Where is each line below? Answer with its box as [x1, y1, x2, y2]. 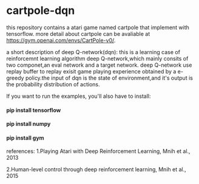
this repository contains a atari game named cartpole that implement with [6, 24, 190, 31]
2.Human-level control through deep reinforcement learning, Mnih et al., [6, 166, 186, 173]
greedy [6, 74, 24, 81]
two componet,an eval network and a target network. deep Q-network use [6, 61, 192, 69]
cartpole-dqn [6, 4, 75, 18]
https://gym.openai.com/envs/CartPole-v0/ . [6, 36, 116, 44]
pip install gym [6, 134, 44, 141]
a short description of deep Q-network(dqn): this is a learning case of [6, 48, 181, 55]
